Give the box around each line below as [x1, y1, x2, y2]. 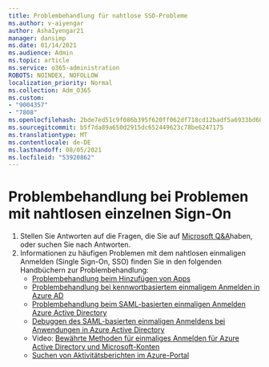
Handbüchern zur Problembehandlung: [19, 265, 150, 275]
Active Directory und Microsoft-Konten [31, 342, 160, 352]
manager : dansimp [8, 34, 66, 42]
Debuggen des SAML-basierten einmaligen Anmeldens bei [31, 317, 226, 326]
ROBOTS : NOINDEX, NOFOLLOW [8, 71, 98, 79]
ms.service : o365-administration [8, 64, 120, 72]
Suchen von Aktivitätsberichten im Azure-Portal [31, 350, 190, 361]
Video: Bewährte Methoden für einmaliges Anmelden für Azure [31, 333, 240, 343]
